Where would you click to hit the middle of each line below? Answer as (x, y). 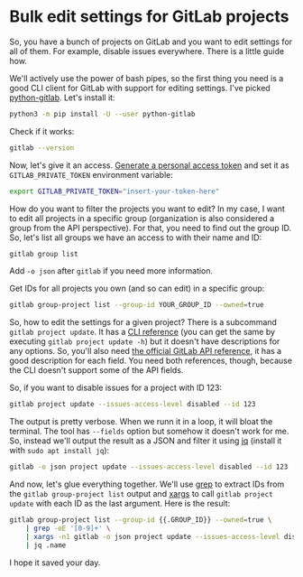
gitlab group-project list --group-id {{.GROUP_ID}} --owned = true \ (141, 520)
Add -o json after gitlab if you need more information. (111, 271)
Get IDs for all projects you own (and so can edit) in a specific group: (137, 288)
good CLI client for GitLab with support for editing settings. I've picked (140, 88)
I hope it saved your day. (55, 563)
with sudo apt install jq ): (60, 451)
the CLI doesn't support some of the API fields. (96, 370)
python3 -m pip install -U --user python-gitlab (102, 114)
